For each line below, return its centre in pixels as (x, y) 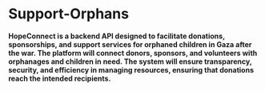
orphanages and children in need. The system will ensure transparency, (130, 61)
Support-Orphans (69, 14)
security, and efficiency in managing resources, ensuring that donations (131, 69)
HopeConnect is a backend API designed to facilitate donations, (117, 36)
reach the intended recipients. (60, 78)
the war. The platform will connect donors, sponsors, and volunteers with (133, 53)
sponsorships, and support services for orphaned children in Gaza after (130, 44)
